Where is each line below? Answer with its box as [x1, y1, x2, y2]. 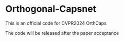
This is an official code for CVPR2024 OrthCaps [5, 20, 107, 26]
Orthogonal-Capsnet [5, 3, 97, 15]
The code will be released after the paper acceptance [5, 30, 119, 36]
